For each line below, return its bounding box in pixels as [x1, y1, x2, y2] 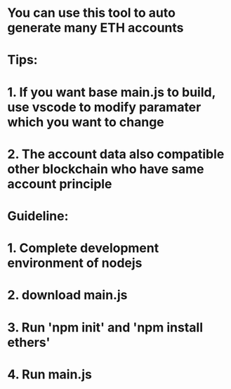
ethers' [7, 334, 51, 350]
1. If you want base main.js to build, [7, 84, 216, 100]
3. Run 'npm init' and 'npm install [7, 319, 204, 335]
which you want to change [7, 114, 164, 130]
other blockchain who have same [7, 161, 204, 177]
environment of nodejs [7, 255, 143, 271]
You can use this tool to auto [7, 5, 176, 21]
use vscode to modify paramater [7, 99, 202, 115]
